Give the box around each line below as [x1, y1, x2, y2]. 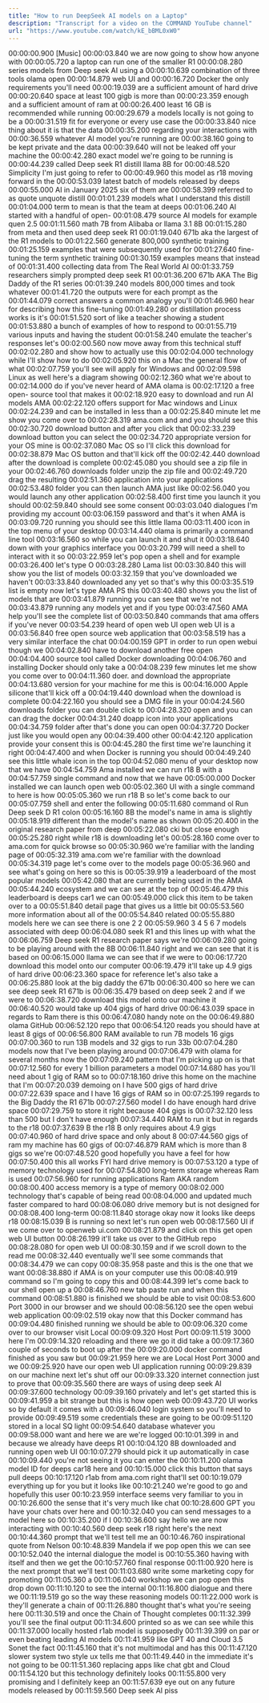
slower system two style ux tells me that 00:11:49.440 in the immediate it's [8, 1652, 254, 1661]
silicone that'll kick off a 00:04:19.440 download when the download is [8, 688, 242, 698]
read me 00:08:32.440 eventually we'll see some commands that [8, 1251, 223, 1261]
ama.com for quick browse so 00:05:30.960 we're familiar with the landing [8, 842, 255, 851]
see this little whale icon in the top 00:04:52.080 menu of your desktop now [8, 756, 259, 766]
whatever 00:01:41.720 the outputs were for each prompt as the [8, 287, 219, 297]
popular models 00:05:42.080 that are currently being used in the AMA [8, 876, 243, 885]
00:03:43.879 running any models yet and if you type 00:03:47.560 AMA [8, 603, 248, 612]
